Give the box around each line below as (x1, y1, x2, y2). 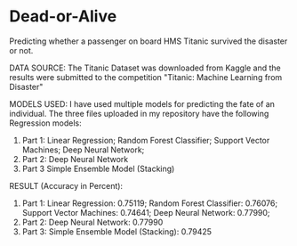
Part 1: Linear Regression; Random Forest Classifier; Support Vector (21, 135, 270, 145)
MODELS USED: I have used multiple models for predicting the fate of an (9, 98, 276, 109)
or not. (9, 45, 34, 55)
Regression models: (9, 118, 82, 128)
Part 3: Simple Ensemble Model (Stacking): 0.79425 (21, 225, 212, 237)
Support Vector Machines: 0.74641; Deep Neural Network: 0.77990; (21, 207, 270, 217)
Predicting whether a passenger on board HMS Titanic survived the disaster (9, 36, 288, 46)
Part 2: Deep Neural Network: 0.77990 (21, 217, 164, 227)
